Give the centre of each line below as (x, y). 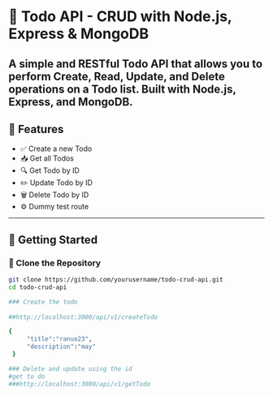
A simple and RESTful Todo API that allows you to (135, 64)
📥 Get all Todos (47, 158)
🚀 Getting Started (53, 240)
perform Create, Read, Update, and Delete (117, 76)
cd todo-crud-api (38, 287)
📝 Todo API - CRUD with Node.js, (120, 17)
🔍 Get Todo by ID (50, 170)
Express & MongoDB (79, 34)
